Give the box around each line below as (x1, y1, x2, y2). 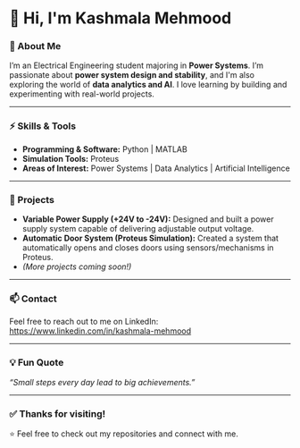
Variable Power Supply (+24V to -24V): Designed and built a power (21, 214, 274, 224)
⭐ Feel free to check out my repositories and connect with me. (9, 428, 238, 439)
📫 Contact (9, 292, 57, 305)
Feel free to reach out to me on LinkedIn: (9, 317, 159, 327)
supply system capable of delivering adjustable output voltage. (21, 224, 254, 234)
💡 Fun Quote (9, 357, 64, 369)
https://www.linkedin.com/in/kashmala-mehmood (9, 325, 192, 336)
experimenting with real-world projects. (9, 89, 154, 99)
